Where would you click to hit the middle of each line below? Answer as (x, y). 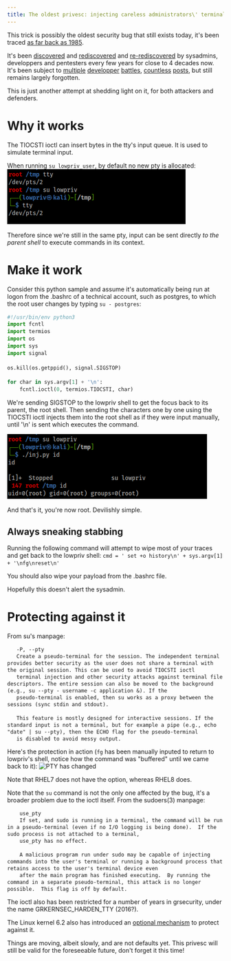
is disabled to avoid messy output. (69, 738)
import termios (29, 332)
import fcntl (26, 324)
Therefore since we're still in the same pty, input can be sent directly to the (113, 235)
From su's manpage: (36, 636)
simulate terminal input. (40, 152)
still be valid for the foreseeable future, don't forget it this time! (96, 950)
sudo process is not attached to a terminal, (73, 834)
